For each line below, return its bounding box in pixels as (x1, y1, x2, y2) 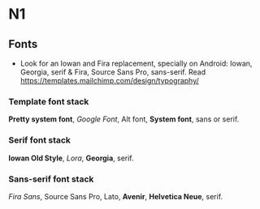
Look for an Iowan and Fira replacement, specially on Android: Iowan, (19, 58, 253, 68)
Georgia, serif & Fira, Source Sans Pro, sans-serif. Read (19, 67, 206, 77)
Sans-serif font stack (8, 173, 94, 185)
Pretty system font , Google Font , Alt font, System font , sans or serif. (8, 114, 240, 124)
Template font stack (8, 96, 89, 107)
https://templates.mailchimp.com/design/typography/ (19, 76, 199, 85)
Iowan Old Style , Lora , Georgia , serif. (8, 153, 134, 163)
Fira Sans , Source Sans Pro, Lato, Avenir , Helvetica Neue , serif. (8, 191, 223, 201)
